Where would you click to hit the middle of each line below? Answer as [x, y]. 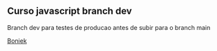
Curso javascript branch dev [70, 11]
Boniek [17, 41]
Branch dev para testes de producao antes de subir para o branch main [109, 27]
